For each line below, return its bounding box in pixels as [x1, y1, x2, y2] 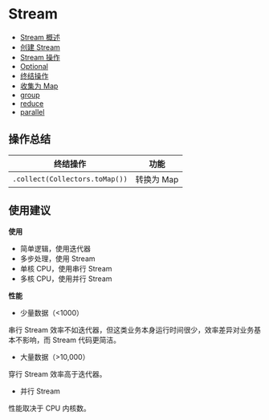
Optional [19, 61, 48, 71]
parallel [19, 107, 45, 116]
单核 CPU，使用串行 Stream [19, 263, 112, 273]
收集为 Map [19, 81, 59, 91]
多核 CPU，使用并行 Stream [19, 274, 112, 283]
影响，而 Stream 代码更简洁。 [22, 335, 120, 345]
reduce [19, 98, 44, 108]
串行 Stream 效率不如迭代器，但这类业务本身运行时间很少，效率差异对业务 [8, 324, 255, 334]
